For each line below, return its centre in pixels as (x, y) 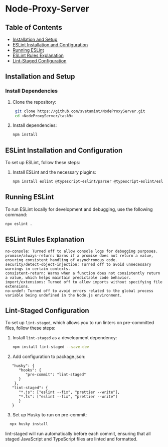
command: (16, 214)
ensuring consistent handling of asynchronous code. (61, 260)
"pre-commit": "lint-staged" (56, 375)
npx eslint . (19, 224)
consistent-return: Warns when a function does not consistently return (83, 273)
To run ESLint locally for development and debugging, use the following (79, 209)
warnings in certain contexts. (38, 269)
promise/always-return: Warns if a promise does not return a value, (79, 255)
